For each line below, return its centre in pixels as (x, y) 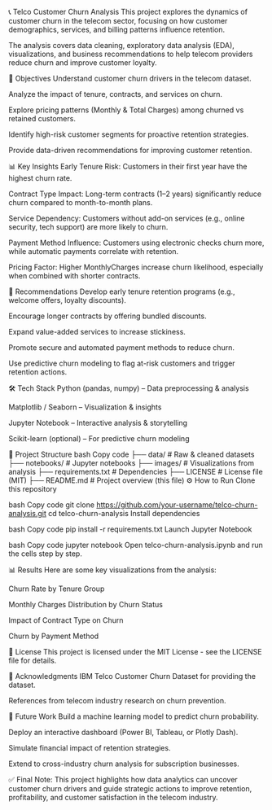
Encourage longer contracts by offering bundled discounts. (107, 316)
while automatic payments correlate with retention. (94, 251)
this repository (33, 489)
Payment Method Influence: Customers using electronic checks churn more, (136, 243)
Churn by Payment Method (54, 636)
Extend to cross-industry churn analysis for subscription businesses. (124, 764)
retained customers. (42, 118)
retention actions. (38, 372)
